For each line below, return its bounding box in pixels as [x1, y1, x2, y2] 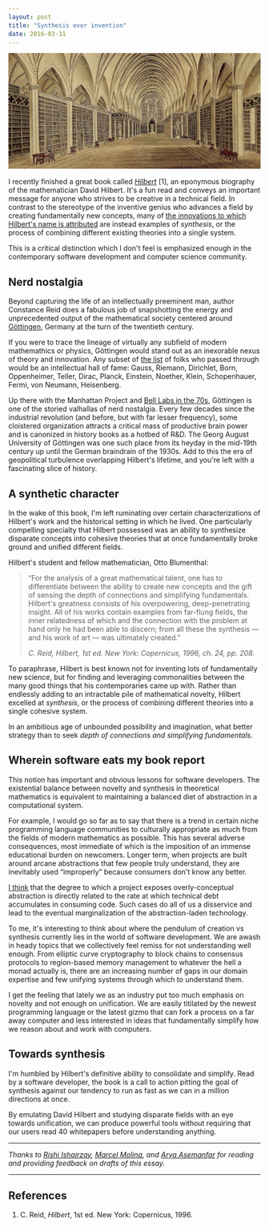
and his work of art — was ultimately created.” [27, 633, 181, 642]
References [8, 1189, 67, 1203]
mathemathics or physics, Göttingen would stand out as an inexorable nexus [8, 346, 260, 356]
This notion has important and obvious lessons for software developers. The [8, 774, 260, 784]
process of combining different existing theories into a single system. [8, 228, 236, 238]
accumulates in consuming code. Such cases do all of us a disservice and [8, 899, 252, 909]
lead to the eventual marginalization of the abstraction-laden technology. [8, 907, 248, 917]
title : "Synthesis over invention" [8, 21, 127, 30]
